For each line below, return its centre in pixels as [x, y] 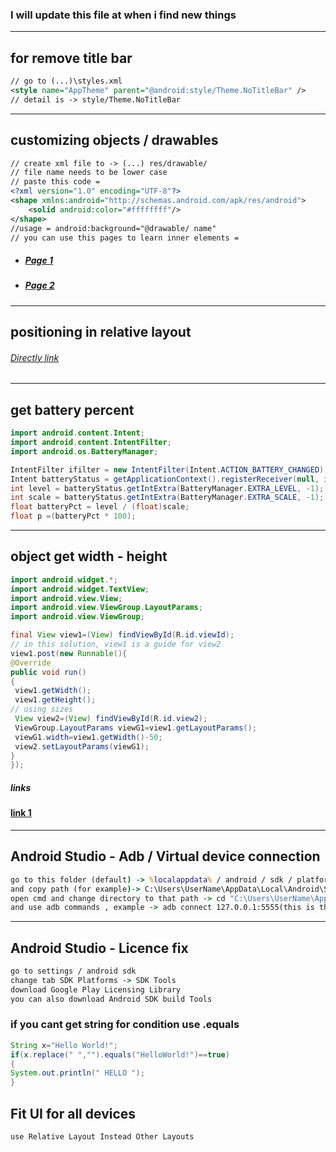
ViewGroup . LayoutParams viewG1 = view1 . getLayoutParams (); [135, 728]
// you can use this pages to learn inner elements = [125, 238]
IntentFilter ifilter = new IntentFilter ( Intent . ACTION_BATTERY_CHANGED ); [169, 469]
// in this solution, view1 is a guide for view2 [116, 644]
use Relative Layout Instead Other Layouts [102, 1137]
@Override [31, 663]
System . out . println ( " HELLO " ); [77, 1073]
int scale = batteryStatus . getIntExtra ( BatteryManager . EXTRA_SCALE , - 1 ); [167, 498]
